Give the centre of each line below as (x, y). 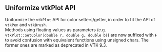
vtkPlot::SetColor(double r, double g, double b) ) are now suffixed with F (81, 35)
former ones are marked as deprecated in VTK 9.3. (56, 45)
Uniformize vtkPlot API (40, 8)
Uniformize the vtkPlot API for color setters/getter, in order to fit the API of (80, 19)
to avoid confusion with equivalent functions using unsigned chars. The (77, 40)
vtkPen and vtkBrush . (26, 25)
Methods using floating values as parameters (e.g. (56, 30)
